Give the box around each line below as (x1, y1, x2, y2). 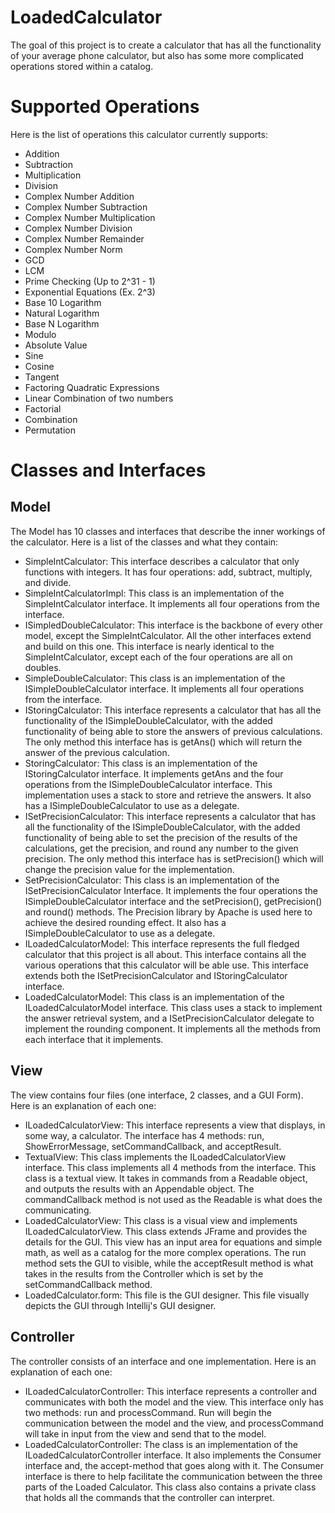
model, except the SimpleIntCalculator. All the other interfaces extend (24, 629, 312, 641)
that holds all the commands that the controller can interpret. (24, 1491, 275, 1503)
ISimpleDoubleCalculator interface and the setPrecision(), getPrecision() (24, 895, 323, 907)
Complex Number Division (24, 222, 133, 234)
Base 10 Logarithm (24, 296, 102, 308)
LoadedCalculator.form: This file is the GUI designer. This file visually (24, 1289, 310, 1301)
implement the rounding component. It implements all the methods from (24, 1022, 322, 1035)
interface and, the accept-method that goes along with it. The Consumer (24, 1459, 325, 1471)
